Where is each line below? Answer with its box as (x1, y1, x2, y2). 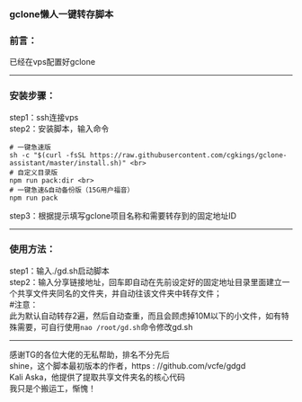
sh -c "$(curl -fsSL (9, 150, 87, 159)
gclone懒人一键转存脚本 (9, 7, 114, 20)
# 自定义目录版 (9, 168, 58, 177)
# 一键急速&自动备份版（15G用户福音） (9, 185, 135, 194)
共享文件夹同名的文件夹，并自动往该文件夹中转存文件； (16, 288, 222, 299)
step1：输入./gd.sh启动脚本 (9, 265, 110, 276)
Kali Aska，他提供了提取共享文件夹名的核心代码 (9, 371, 186, 382)
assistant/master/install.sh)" (9, 158, 127, 167)
